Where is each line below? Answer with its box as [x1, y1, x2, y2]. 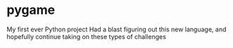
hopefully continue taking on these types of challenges [6, 32, 167, 40]
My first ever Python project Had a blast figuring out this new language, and [6, 25, 227, 33]
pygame [6, 2, 56, 18]
